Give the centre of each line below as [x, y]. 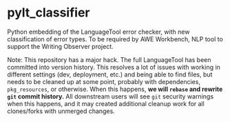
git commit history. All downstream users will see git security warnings [111, 96]
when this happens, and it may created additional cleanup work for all [106, 103]
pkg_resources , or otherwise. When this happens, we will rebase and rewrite [115, 89]
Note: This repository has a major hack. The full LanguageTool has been [109, 59]
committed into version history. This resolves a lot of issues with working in [114, 67]
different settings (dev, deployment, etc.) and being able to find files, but [110, 74]
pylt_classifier [49, 13]
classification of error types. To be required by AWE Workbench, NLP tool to [115, 39]
